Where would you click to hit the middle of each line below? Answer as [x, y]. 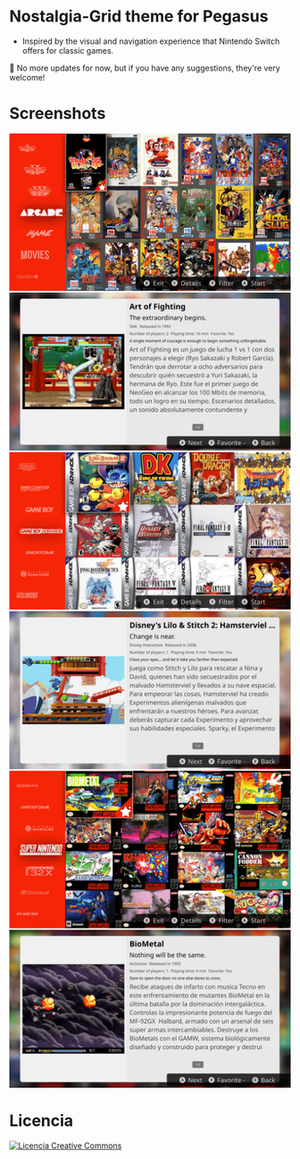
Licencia [42, 1121]
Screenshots [58, 114]
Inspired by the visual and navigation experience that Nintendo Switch [151, 41]
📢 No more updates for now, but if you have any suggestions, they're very [145, 68]
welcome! [27, 77]
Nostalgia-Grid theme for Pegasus [139, 17]
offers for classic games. [68, 50]
